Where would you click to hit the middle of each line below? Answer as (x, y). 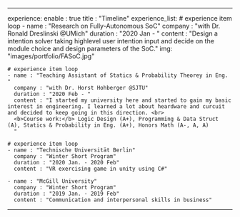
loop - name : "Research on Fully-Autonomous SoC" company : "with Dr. (114, 26)
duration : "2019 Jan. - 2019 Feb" (67, 194)
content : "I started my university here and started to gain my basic (123, 100)
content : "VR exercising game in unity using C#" (91, 169)
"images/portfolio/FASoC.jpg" (51, 56)
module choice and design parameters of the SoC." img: (90, 48)
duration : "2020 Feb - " (52, 94)
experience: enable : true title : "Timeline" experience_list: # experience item (120, 18)
